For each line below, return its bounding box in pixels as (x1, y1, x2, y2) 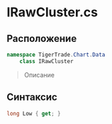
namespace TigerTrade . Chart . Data (6, 51, 106, 58)
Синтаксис (6, 91, 57, 103)
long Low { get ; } (6, 110, 61, 117)
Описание (23, 70, 55, 79)
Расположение (6, 33, 77, 45)
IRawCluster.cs (6, 4, 99, 21)
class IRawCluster (19, 57, 74, 64)
